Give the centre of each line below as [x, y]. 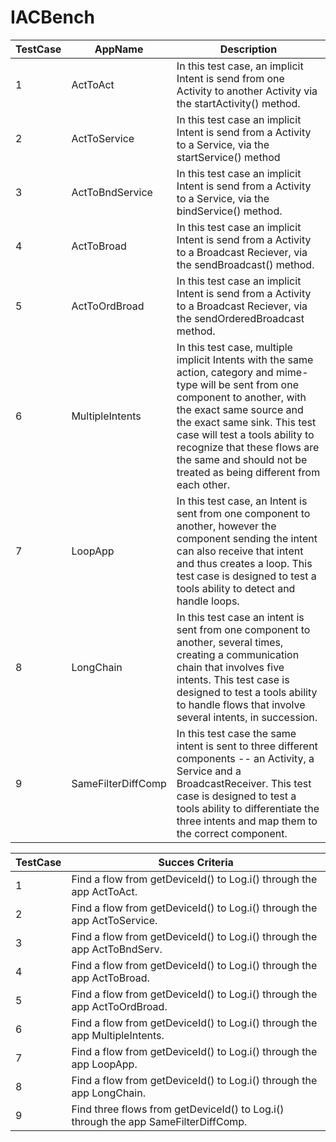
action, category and [225, 372]
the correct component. [232, 833]
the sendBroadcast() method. [245, 264]
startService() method [228, 157]
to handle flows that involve [241, 704]
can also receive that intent [240, 551]
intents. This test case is [233, 679]
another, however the [226, 526]
